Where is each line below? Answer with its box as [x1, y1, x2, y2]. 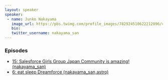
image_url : [11, 21, 35, 26]
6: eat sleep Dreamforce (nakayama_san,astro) [12, 69, 109, 75]
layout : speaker [5, 7, 39, 12]
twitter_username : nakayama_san [11, 30, 79, 35]
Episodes [5, 47, 28, 54]
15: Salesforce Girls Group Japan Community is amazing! [12, 58, 130, 64]
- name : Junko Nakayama [7, 16, 57, 21]
